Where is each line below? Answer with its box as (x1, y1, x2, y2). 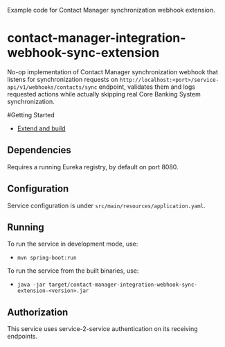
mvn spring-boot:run (17, 255, 77, 262)
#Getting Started (7, 110, 55, 119)
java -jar (17, 281, 46, 289)
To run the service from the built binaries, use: (7, 266, 139, 275)
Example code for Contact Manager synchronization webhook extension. (7, 6, 216, 14)
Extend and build (17, 124, 66, 133)
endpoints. (7, 332, 38, 341)
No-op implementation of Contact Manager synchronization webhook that (7, 67, 218, 76)
